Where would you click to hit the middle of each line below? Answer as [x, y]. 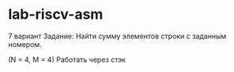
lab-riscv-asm [56, 14]
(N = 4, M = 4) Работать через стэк [67, 59]
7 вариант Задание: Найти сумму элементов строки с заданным [117, 36]
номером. [25, 44]
